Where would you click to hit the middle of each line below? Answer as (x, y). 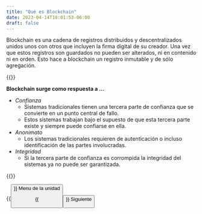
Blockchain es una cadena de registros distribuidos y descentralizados (94, 40)
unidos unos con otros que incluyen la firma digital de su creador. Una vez (99, 46)
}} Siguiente (79, 199)
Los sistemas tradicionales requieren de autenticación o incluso (103, 139)
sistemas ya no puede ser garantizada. (72, 164)
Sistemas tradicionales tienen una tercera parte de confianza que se (109, 107)
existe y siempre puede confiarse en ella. (75, 126)
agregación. (21, 66)
